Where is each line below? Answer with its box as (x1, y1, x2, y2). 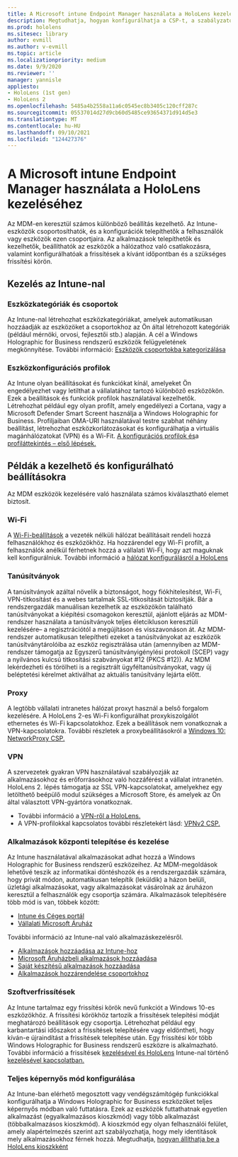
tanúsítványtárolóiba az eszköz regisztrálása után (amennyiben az (7, 640, 200, 648)
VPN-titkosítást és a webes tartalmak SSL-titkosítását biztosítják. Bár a (7, 594, 213, 603)
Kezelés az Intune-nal (7, 278, 106, 290)
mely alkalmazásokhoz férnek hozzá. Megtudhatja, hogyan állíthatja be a (7, 1135, 220, 1144)
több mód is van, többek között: (7, 898, 101, 907)
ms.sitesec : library (7, 30, 69, 38)
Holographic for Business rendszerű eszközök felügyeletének (7, 337, 187, 346)
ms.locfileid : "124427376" (7, 135, 87, 142)
